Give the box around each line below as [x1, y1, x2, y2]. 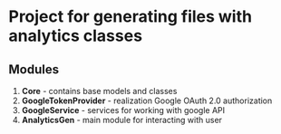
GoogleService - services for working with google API [21, 105, 226, 115]
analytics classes [8, 25, 142, 46]
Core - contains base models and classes [21, 86, 178, 96]
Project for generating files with [8, 6, 253, 27]
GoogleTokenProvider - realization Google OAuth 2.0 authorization [21, 95, 273, 106]
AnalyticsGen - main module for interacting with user [21, 115, 223, 125]
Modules [8, 62, 60, 77]
